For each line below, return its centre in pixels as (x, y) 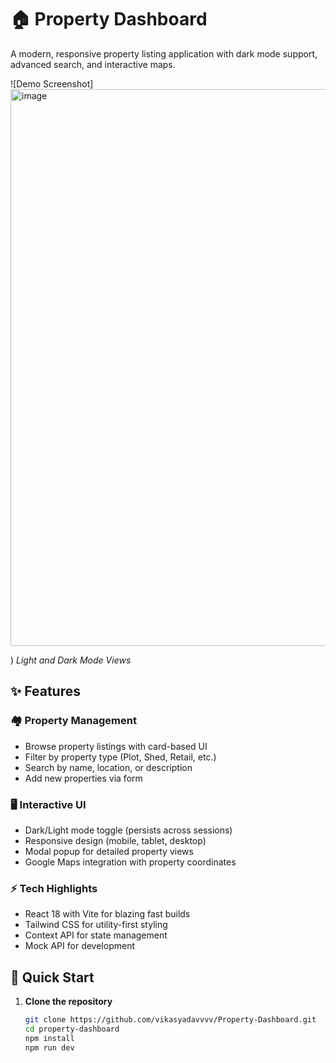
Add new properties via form (83, 778)
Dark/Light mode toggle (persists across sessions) (128, 830)
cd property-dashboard (72, 1029)
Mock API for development (79, 946)
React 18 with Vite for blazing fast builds (107, 914)
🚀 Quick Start (52, 977)
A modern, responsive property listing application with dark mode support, (164, 53)
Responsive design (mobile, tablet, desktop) (115, 840)
